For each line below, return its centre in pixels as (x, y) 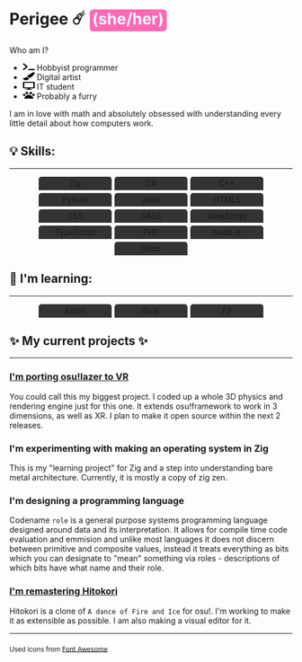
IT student (55, 86)
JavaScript (226, 216)
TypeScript (75, 232)
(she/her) (128, 19)
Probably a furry (67, 96)
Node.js (227, 232)
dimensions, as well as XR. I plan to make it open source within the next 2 (145, 415)
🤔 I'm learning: (51, 279)
